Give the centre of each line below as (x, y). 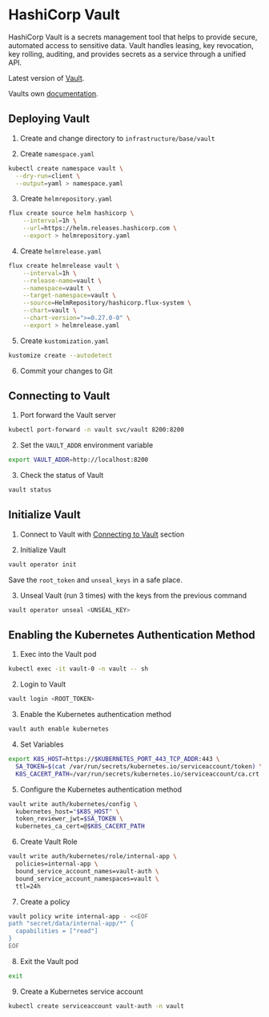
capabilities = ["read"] (57, 931)
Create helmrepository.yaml (66, 199)
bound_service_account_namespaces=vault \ (87, 879)
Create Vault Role (48, 842)
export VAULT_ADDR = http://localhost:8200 (78, 460)
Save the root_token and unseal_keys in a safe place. (95, 580)
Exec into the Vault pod (58, 654)
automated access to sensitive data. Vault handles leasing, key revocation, (131, 45)
